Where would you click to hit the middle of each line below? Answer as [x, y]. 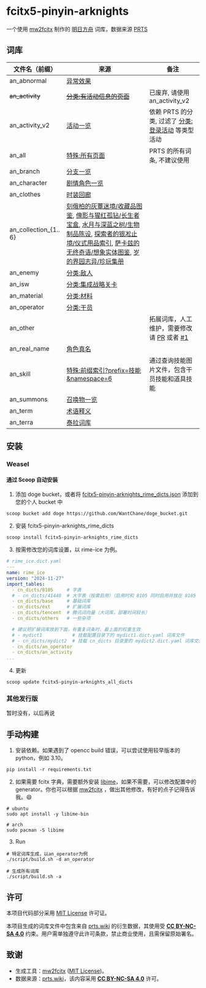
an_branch [25, 171]
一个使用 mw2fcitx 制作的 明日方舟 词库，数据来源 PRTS [77, 29]
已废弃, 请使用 [170, 92]
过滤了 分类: [176, 121]
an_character [28, 182]
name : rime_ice [26, 573]
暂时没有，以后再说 [31, 713]
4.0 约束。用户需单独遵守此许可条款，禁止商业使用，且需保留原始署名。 [106, 934]
